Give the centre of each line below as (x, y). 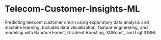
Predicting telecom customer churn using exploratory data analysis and (77, 22)
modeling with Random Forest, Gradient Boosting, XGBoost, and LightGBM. (80, 32)
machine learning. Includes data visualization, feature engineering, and (76, 27)
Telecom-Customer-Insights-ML (72, 9)
